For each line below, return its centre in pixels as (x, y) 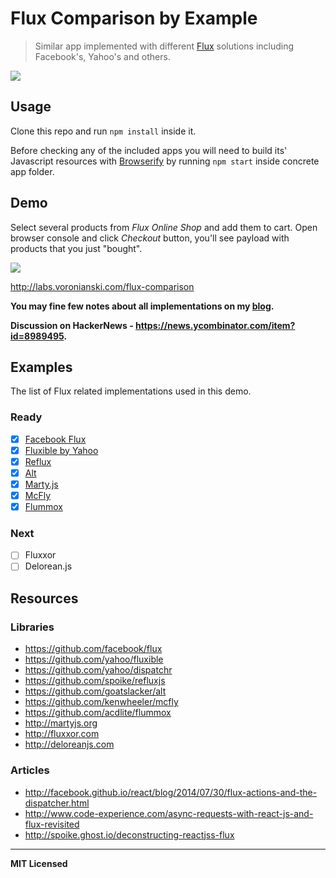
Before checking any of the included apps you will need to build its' (149, 150)
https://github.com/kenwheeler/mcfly (101, 702)
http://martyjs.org (61, 723)
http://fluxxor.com (62, 734)
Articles (30, 770)
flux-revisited (52, 824)
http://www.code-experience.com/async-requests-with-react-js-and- (169, 813)
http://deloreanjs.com (69, 744)
